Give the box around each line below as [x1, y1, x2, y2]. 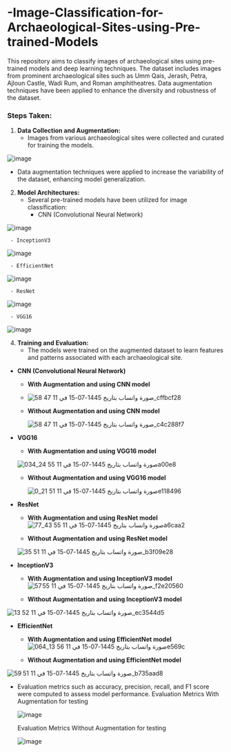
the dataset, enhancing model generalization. [17, 175, 146, 183]
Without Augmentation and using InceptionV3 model [27, 595, 183, 604]
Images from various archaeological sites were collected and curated [27, 134, 224, 142]
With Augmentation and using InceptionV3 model [27, 574, 172, 583]
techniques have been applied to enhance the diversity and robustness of [7, 86, 217, 94]
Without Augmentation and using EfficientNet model [27, 656, 181, 664]
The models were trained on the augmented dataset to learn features [27, 346, 224, 354]
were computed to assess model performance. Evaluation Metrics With [17, 690, 219, 698]
